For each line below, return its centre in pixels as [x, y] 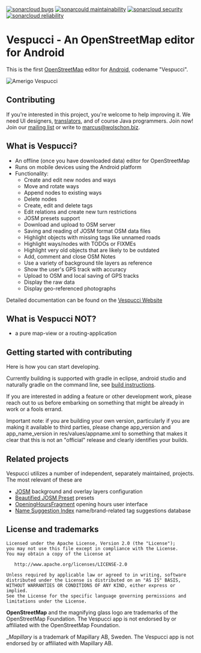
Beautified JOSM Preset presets [55, 498]
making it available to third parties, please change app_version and [88, 428]
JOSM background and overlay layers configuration [79, 491]
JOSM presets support [52, 218]
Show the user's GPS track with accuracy [75, 269]
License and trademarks [52, 529]
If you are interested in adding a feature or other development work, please [99, 396]
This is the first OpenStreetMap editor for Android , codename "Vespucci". [97, 69]
